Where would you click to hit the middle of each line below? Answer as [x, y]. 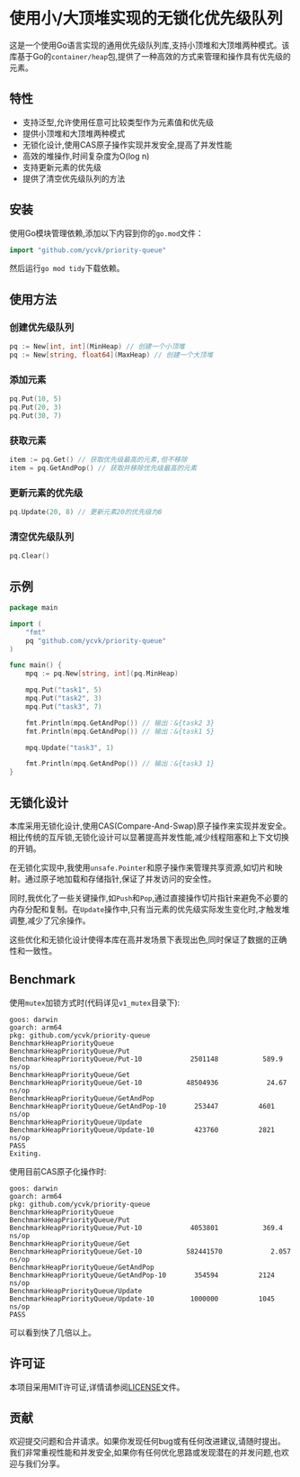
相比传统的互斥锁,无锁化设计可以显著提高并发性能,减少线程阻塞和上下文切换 [150, 837]
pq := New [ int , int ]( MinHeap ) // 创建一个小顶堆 [97, 347]
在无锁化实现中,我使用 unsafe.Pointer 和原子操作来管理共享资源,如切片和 [142, 867]
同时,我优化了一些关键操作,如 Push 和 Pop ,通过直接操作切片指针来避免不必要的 [149, 898]
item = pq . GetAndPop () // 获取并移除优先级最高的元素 [103, 468]
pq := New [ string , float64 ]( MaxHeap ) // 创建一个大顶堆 [111, 355]
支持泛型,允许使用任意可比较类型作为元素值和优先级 [118, 122]
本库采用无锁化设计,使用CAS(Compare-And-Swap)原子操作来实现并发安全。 [150, 826]
